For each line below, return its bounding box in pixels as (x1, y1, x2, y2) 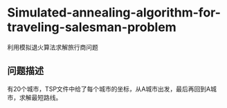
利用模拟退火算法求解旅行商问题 (7, 43, 98, 51)
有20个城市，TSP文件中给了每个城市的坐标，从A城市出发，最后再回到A (7, 85, 211, 93)
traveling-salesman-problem (7, 19, 176, 35)
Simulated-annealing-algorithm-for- (7, 5, 221, 21)
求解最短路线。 (19, 93, 62, 101)
